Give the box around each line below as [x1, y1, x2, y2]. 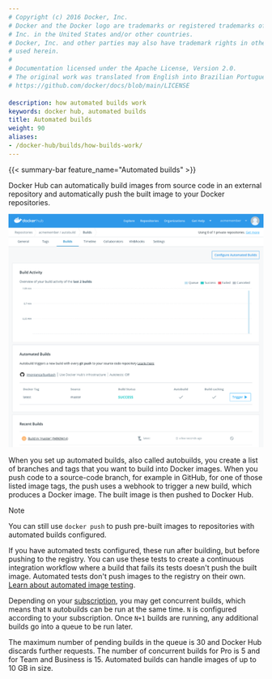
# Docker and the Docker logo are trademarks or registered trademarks [8, 21, 255, 30]
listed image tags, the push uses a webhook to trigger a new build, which [8, 481, 253, 491]
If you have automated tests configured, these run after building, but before [8, 546, 261, 556]
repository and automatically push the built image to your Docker [8, 189, 225, 199]
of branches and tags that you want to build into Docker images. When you [8, 464, 258, 474]
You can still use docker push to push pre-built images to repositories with [8, 522, 255, 531]
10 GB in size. [8, 664, 54, 673]
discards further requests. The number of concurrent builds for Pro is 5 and [8, 646, 261, 656]
